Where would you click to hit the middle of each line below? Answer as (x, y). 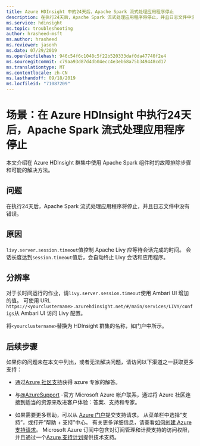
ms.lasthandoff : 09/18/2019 (41, 78)
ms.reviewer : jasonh (32, 45)
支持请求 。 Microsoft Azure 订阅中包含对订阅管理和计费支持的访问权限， (104, 430)
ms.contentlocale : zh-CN (37, 73)
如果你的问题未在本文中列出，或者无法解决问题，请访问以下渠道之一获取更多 (100, 362)
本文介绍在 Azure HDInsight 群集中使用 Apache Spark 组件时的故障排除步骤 (99, 162)
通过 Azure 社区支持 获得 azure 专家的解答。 (68, 382)
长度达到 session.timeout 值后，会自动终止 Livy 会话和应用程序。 (90, 257)
